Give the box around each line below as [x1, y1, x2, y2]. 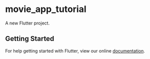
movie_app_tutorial [5, 3, 86, 15]
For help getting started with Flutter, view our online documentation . [5, 47, 145, 53]
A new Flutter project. [5, 20, 50, 26]
